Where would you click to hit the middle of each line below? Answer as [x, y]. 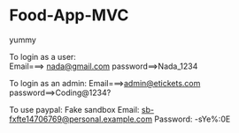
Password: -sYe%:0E [193, 119]
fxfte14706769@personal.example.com [81, 119]
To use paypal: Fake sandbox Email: [74, 109]
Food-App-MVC [69, 15]
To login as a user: [43, 56]
